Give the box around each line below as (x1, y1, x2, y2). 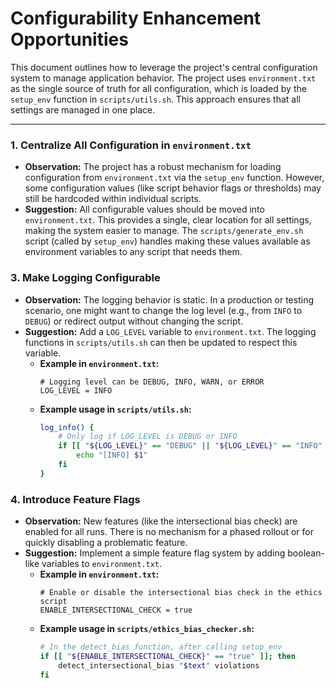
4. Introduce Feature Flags (10, 492, 141, 506)
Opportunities (10, 28, 129, 51)
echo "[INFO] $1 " (75, 450, 148, 461)
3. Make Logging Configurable (10, 271, 161, 285)
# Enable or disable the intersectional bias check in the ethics (39, 588, 323, 598)
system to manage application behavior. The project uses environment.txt (10, 72, 317, 84)
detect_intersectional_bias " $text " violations (58, 660, 260, 671)
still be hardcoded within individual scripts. (24, 193, 202, 205)
